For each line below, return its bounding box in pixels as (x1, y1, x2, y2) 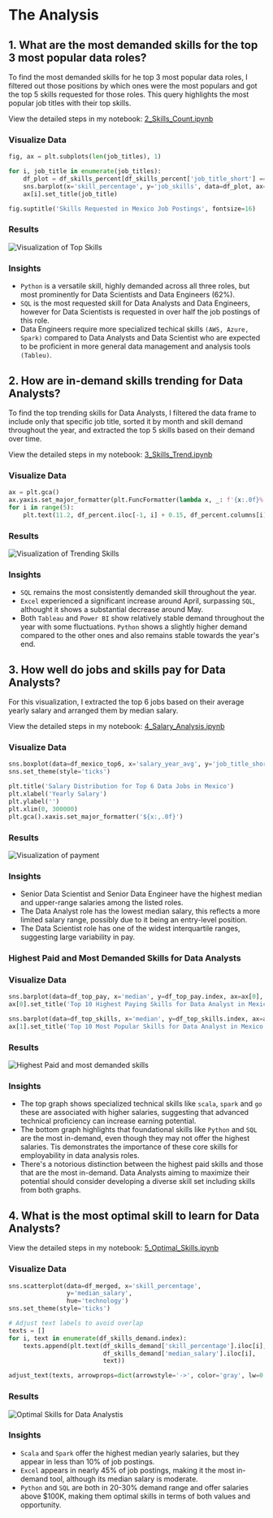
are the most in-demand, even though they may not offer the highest (19, 1134, 250, 1143)
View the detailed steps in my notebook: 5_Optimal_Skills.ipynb (8, 1243, 219, 1253)
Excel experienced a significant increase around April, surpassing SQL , (19, 596, 256, 606)
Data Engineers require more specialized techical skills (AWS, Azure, (19, 324, 249, 334)
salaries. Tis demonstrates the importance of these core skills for (19, 1142, 238, 1152)
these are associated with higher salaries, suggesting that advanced (19, 1108, 249, 1117)
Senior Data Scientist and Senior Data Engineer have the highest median (19, 889, 262, 899)
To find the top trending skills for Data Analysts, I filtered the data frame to (8, 408, 257, 418)
